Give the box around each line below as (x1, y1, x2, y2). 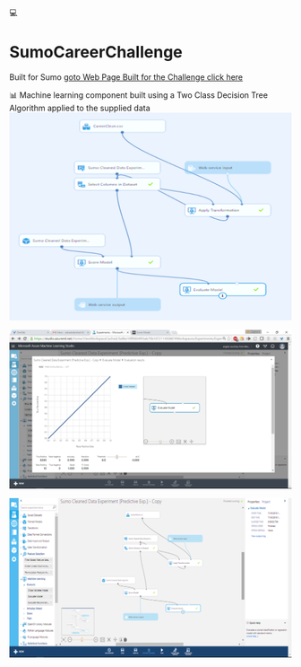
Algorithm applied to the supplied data (9, 102, 150, 113)
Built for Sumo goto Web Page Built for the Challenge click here (9, 71, 244, 83)
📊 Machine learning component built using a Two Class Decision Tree (9, 89, 269, 101)
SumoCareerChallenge (9, 42, 183, 63)
